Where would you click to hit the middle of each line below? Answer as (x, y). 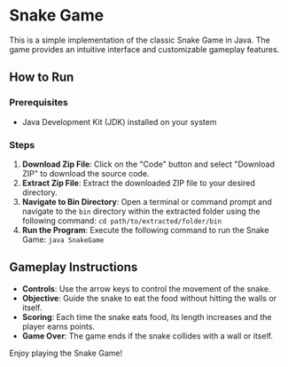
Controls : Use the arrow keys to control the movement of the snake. (147, 288)
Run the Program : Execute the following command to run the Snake (145, 230)
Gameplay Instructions (74, 267)
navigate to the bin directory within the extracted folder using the (141, 211)
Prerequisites (39, 103)
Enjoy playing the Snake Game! (66, 353)
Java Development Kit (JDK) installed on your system (119, 121)
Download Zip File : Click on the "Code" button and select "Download (148, 164)
